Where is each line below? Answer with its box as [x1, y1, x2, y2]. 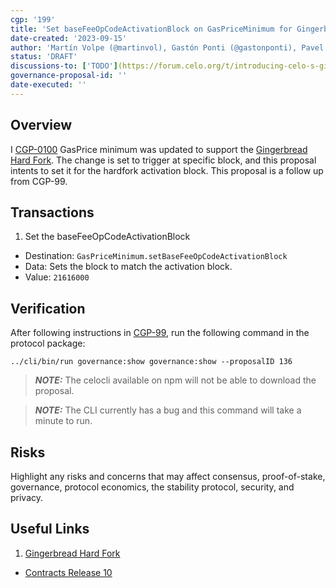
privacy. [10, 492, 44, 503]
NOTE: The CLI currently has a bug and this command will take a [34, 404, 302, 416]
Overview [10, 117, 73, 134]
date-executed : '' [10, 80, 87, 90]
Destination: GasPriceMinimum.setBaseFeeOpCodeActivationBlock [24, 250, 288, 262]
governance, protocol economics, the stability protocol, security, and [10, 481, 295, 493]
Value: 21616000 [24, 271, 90, 283]
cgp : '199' [10, 14, 56, 25]
